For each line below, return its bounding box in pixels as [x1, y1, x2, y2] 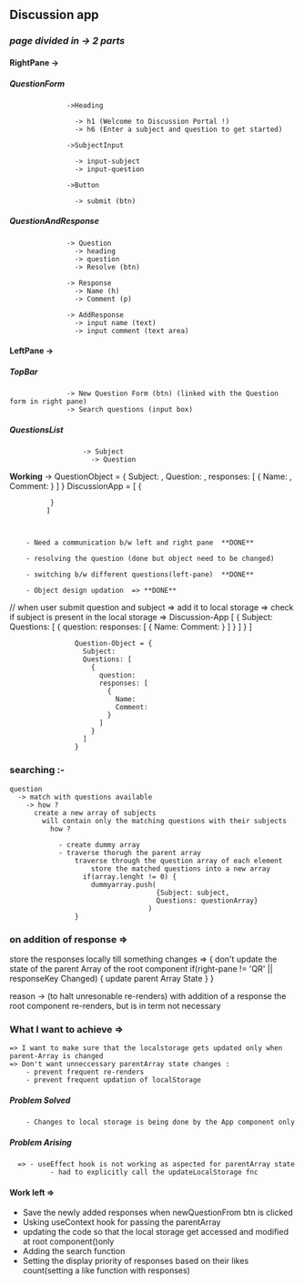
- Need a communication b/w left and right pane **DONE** [25, 538, 255, 547]
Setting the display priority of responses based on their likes [22, 1256, 249, 1267]
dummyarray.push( [90, 880, 157, 889]
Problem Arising [9, 1137, 73, 1147]
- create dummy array [57, 840, 141, 850]
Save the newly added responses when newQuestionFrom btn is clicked [22, 1207, 293, 1219]
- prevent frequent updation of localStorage [25, 1076, 202, 1085]
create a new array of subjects [33, 808, 157, 818]
